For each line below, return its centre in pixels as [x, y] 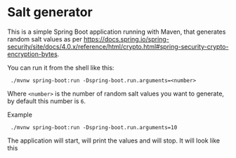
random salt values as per [45, 39]
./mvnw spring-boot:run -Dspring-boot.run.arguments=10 [94, 127]
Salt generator [50, 12]
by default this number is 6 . [47, 101]
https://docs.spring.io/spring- [126, 39]
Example [20, 114]
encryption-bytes [32, 54]
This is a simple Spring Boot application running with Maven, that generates [117, 32]
